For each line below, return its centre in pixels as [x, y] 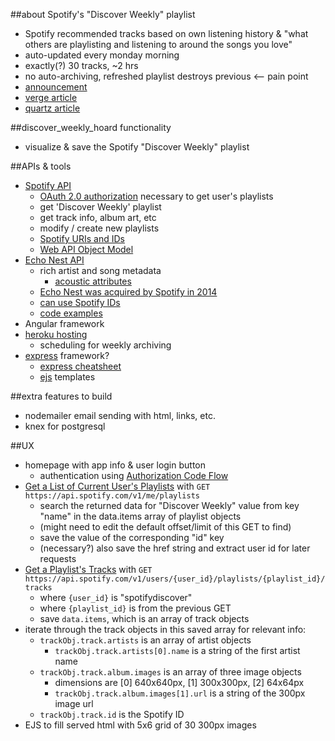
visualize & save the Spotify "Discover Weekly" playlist [137, 147]
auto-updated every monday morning [102, 55]
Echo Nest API [54, 260]
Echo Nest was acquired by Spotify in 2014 [128, 292]
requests [58, 558]
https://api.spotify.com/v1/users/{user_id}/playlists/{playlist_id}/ [175, 579]
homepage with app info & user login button [115, 465]
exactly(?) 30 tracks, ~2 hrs [81, 65]
